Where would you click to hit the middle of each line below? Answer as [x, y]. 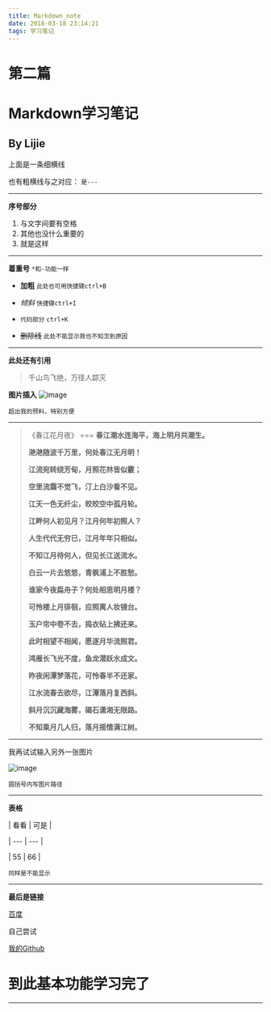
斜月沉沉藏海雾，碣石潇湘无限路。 [85, 710]
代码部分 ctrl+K [44, 319]
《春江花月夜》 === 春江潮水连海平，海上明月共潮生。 [119, 435]
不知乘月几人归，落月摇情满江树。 [85, 727]
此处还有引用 [29, 360]
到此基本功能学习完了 [79, 984]
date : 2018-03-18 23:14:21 [54, 23]
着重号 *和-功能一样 [39, 268]
